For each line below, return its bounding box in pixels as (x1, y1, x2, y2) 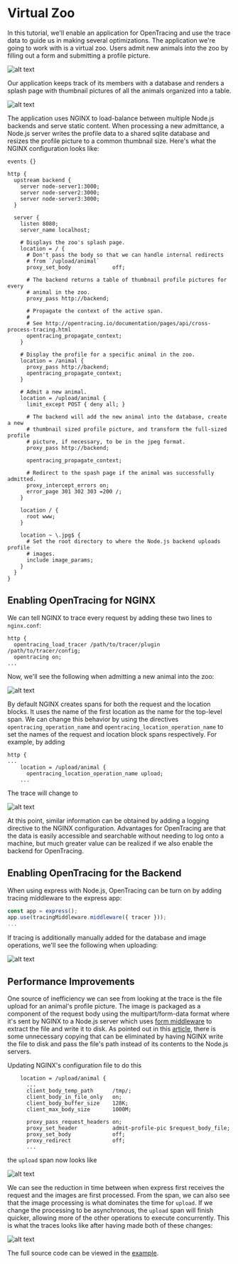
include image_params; (26, 557, 94, 564)
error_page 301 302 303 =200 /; (26, 488, 122, 495)
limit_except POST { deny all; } (26, 401, 126, 408)
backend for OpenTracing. (7, 846, 84, 855)
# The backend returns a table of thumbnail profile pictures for (26, 276, 227, 283)
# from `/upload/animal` (26, 258, 100, 265)
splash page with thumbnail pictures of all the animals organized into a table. (7, 86, 232, 95)
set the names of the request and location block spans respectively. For (7, 730, 217, 738)
